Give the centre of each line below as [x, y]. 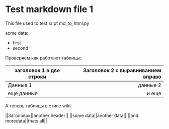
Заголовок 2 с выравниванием [122, 70]
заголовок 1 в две [37, 70]
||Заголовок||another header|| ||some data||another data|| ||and [72, 115]
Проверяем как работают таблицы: [43, 58]
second [20, 48]
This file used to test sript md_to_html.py [47, 23]
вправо [152, 77]
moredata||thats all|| [26, 121]
